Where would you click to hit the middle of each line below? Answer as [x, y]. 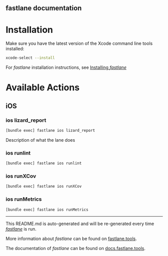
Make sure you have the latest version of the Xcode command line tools [79, 43]
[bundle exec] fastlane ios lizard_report [50, 131]
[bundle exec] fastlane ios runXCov [44, 187]
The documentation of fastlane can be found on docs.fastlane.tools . [76, 249]
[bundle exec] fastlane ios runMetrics [47, 210]
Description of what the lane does [40, 140]
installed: [15, 49]
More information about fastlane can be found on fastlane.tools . [71, 239]
